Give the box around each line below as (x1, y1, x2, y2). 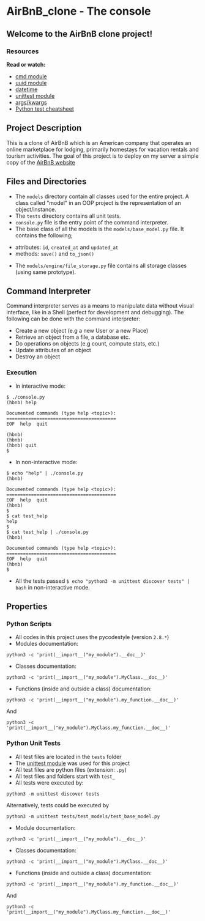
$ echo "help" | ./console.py (6, 470, 84, 476)
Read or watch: (6, 61, 46, 68)
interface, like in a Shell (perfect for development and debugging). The (6, 309, 184, 316)
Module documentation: (15, 824, 76, 831)
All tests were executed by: (15, 779, 84, 786)
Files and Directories (6, 176, 87, 187)
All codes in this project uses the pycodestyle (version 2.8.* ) (15, 634, 170, 641)
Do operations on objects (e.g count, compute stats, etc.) (15, 340, 160, 347)
